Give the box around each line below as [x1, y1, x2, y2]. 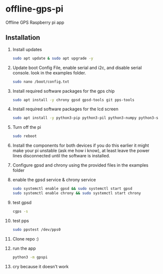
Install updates [12, 46, 42, 52]
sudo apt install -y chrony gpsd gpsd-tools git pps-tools [12, 97, 135, 103]
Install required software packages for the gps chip [12, 88, 115, 94]
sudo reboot [12, 134, 37, 139]
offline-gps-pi [5, 3, 64, 15]
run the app [12, 245, 36, 251]
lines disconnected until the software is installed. [12, 153, 111, 159]
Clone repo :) [12, 236, 39, 241]
